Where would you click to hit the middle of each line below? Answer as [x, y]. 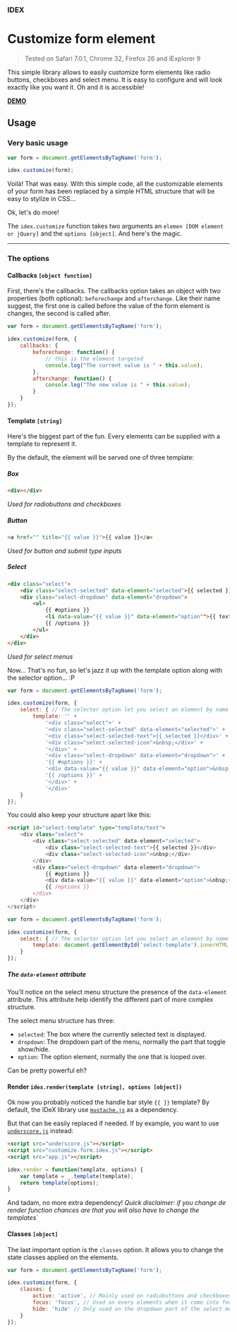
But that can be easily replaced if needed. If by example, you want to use [113, 1123]
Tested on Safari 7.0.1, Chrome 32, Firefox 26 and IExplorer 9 [113, 59]
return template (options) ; [60, 1183]
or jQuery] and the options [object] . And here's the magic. [95, 233]
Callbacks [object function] [50, 275]
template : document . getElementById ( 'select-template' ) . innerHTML [131, 945]
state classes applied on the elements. [63, 1257]
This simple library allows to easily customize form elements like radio [109, 72]
